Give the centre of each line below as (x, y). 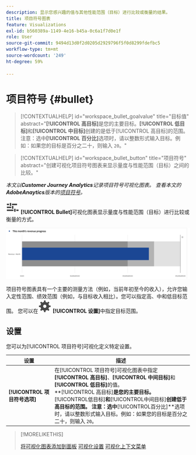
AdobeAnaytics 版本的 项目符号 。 (46, 192)
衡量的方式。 (21, 220)
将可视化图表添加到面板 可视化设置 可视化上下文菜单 (83, 446)
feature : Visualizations (36, 25)
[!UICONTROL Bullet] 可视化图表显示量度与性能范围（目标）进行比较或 (105, 212)
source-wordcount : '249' (36, 55)
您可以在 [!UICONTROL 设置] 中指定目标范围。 (79, 311)
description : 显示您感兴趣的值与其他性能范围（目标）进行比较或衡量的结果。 (88, 12)
